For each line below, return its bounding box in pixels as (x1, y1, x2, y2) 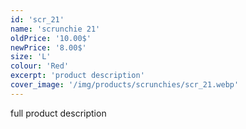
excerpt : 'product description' (10, 71, 145, 81)
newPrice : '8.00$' (10, 42, 87, 53)
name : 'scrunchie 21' (10, 24, 101, 34)
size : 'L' (10, 52, 52, 62)
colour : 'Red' (10, 61, 70, 71)
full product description (10, 107, 107, 119)
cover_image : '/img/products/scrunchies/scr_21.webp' (10, 80, 240, 90)
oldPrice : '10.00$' (10, 33, 92, 43)
